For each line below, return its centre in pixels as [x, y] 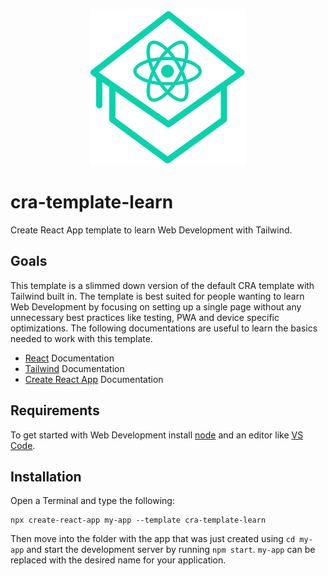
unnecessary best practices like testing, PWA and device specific [145, 317]
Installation [46, 476]
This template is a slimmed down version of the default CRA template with [162, 285]
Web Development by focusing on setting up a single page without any [156, 306]
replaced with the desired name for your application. [118, 560]
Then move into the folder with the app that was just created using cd [153, 539]
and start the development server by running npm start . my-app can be [171, 550]
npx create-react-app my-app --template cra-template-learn [138, 520]
